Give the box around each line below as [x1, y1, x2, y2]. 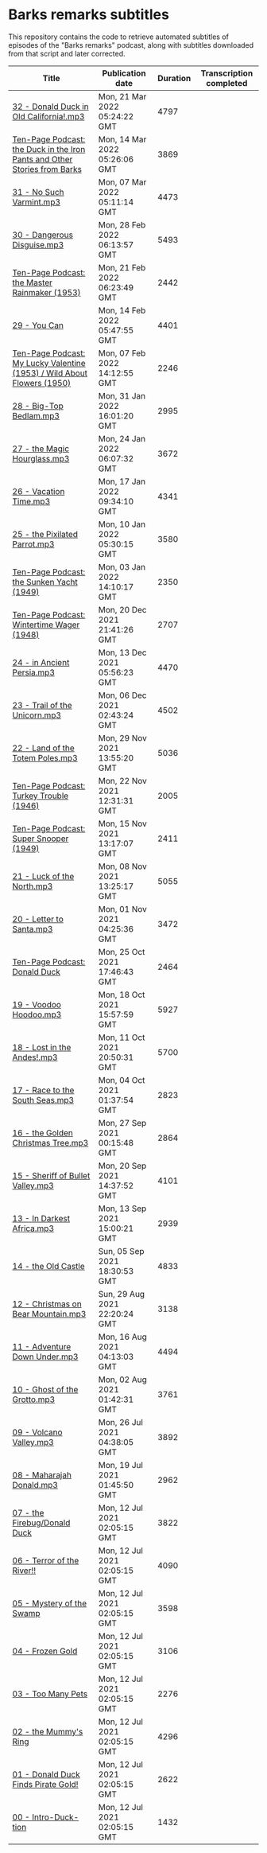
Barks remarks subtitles [8, 6, 169, 24]
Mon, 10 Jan [98, 519, 146, 530]
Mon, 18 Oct [98, 989, 145, 1000]
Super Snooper [12, 833, 69, 844]
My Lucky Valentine [12, 357, 86, 368]
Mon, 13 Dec [98, 647, 147, 658]
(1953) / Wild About [12, 368, 88, 379]
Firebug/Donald [12, 1517, 71, 1528]
